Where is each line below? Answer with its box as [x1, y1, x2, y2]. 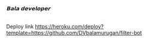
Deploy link [6, 23, 34, 30]
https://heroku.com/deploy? [35, 23, 104, 30]
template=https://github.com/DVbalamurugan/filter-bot [6, 30, 142, 37]
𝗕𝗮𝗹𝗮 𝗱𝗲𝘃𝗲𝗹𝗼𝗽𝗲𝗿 [6, 5, 51, 12]
